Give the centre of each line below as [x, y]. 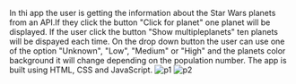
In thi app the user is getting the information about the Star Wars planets [143, 13]
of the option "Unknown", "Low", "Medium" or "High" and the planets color [148, 51]
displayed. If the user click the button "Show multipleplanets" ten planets [144, 32]
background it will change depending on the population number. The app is [148, 60]
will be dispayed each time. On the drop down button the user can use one [147, 41]
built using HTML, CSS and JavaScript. [81, 70]
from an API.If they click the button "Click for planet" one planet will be [140, 22]
